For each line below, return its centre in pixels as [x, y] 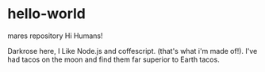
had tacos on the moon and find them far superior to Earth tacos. [113, 59]
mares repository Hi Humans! [55, 36]
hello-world [47, 14]
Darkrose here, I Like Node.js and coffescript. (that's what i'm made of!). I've [132, 51]
